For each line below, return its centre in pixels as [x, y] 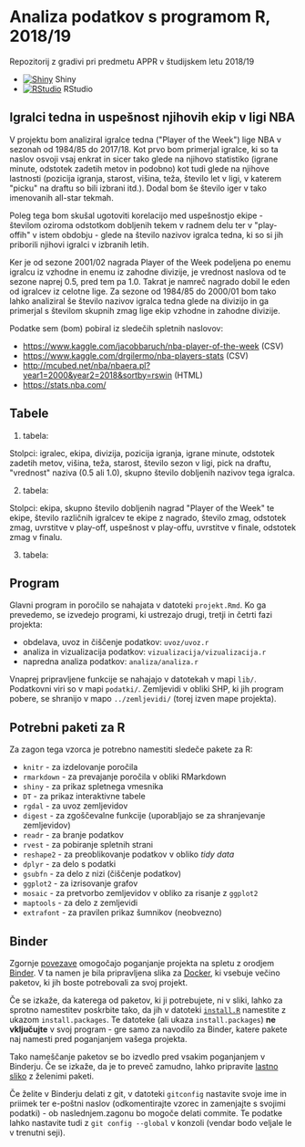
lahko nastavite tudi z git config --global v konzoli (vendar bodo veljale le [151, 1123]
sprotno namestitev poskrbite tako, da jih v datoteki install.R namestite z [148, 1010]
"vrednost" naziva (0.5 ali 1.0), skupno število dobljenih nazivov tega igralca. [152, 473]
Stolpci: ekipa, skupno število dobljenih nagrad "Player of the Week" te [142, 507]
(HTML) [188, 375]
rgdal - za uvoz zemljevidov [75, 806]
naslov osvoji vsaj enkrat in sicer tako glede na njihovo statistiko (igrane [144, 159]
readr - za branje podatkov [73, 835]
